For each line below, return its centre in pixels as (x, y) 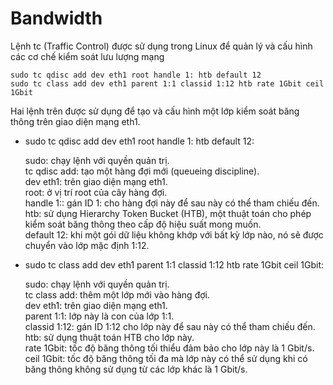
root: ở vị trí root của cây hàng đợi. (96, 192)
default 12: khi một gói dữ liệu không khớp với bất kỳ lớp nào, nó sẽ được (174, 234)
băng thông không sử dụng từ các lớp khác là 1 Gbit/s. (136, 369)
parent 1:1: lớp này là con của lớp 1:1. (99, 316)
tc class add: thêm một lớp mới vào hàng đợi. (117, 294)
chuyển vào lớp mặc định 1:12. (87, 245)
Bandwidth (56, 18)
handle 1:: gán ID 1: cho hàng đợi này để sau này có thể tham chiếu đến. (172, 203)
